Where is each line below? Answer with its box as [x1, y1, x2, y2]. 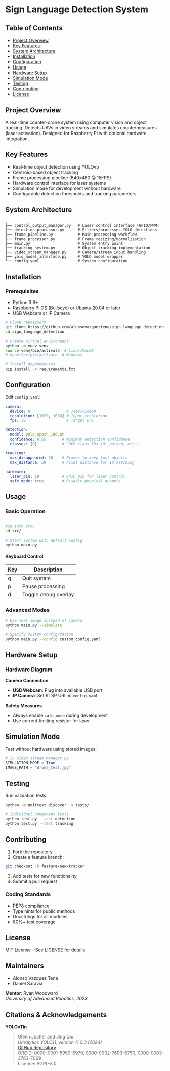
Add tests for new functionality [12, 873, 77, 879]
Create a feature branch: [12, 854, 64, 860]
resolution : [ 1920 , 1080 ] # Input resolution [10, 413, 108, 418]
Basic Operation [5, 508, 46, 515]
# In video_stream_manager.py [5, 755, 69, 761]
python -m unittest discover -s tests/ [5, 802, 90, 808]
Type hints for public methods [12, 908, 75, 914]
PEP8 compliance [12, 902, 50, 909]
